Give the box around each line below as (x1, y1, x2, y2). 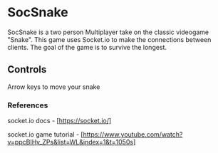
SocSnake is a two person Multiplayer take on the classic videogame (7, 28, 209, 36)
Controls (7, 63, 47, 75)
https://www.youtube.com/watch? (83, 130, 183, 139)
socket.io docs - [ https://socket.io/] (7, 117, 112, 125)
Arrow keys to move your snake (7, 83, 100, 91)
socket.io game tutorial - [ (7, 130, 83, 139)
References (7, 100, 48, 110)
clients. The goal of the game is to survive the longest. (7, 43, 167, 51)
